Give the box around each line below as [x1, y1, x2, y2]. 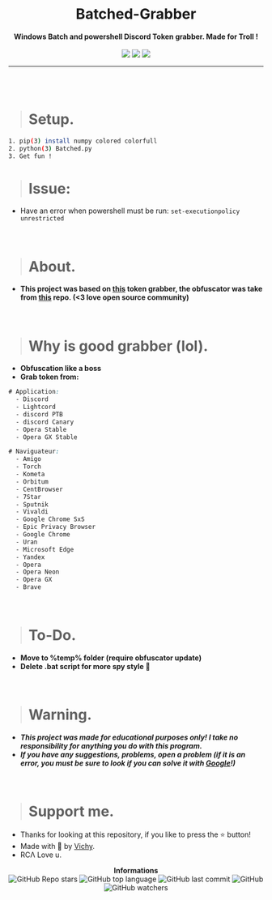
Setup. [28, 110, 74, 129]
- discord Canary [15, 418, 74, 426]
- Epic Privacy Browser [15, 523, 96, 531]
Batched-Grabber [75, 5, 197, 23]
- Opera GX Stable [15, 433, 79, 441]
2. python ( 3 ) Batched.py [8, 144, 92, 152]
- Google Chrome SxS [15, 515, 85, 523]
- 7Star [15, 493, 42, 501]
